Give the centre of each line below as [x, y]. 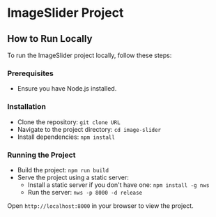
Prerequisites [30, 73]
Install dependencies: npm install [66, 137]
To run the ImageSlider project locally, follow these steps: [90, 55]
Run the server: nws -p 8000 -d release [85, 192]
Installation [27, 107]
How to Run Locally [50, 39]
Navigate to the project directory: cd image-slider [89, 129]
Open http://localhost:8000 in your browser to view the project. [100, 205]
